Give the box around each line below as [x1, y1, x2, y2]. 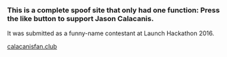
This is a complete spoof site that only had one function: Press [7, 5, 220, 15]
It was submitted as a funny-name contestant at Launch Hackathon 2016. [7, 29, 215, 37]
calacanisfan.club [7, 43, 57, 51]
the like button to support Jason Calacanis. [7, 14, 154, 23]
